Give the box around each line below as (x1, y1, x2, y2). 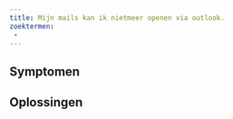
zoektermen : (9, 22, 54, 31)
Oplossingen (9, 94, 83, 110)
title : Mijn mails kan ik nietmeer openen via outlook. (9, 13, 225, 23)
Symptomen (9, 64, 80, 79)
